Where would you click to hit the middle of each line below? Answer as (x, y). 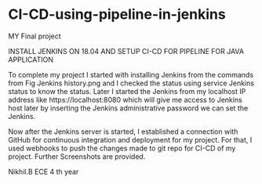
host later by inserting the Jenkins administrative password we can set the (128, 108)
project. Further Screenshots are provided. (77, 156)
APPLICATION (31, 60)
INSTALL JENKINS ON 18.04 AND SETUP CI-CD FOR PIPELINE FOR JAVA (126, 51)
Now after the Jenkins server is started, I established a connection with (123, 132)
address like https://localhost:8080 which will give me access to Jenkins (126, 99)
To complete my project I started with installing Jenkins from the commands (131, 74)
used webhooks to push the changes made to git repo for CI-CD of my (122, 148)
